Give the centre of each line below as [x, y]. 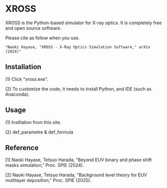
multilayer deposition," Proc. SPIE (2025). [48, 180]
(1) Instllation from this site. [33, 122]
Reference [22, 147]
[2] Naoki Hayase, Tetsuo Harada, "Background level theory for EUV [76, 175]
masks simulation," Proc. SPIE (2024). [45, 165]
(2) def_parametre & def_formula [39, 132]
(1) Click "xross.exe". [27, 79]
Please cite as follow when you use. [43, 38]
